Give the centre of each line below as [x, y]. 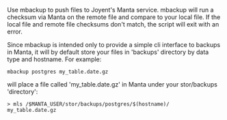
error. [15, 31]
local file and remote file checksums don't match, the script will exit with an [113, 24]
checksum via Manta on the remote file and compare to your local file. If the [114, 17]
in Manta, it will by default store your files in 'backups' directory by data [108, 52]
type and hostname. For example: [54, 59]
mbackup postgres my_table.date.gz [58, 72]
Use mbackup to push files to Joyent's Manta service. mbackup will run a [110, 10]
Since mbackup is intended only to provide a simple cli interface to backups [114, 45]
